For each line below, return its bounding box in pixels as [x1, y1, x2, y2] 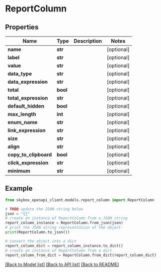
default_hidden [7, 103, 45, 110]
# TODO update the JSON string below [5, 206, 83, 212]
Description [74, 38, 102, 44]
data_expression [7, 78, 48, 85]
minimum [7, 167, 31, 174]
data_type [7, 70, 32, 77]
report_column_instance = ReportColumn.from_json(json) [5, 220, 123, 226]
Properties [5, 23, 39, 31]
